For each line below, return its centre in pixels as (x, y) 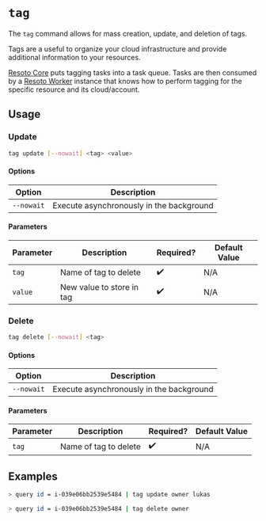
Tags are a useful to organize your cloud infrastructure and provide (118, 48)
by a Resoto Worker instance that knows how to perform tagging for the (125, 81)
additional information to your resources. (74, 57)
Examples (33, 476)
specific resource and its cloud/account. (74, 89)
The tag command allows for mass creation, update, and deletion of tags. (128, 33)
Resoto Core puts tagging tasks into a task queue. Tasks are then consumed (133, 72)
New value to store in (99, 287)
